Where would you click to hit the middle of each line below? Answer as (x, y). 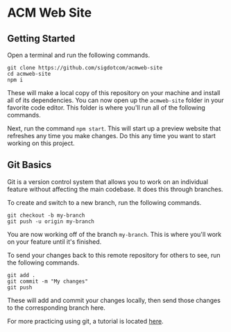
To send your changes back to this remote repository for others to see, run (114, 255)
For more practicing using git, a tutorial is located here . (86, 321)
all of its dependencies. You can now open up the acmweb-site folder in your (115, 100)
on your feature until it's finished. (54, 242)
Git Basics (29, 165)
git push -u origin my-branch (51, 221)
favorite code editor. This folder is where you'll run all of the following (106, 108)
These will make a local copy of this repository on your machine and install (114, 93)
